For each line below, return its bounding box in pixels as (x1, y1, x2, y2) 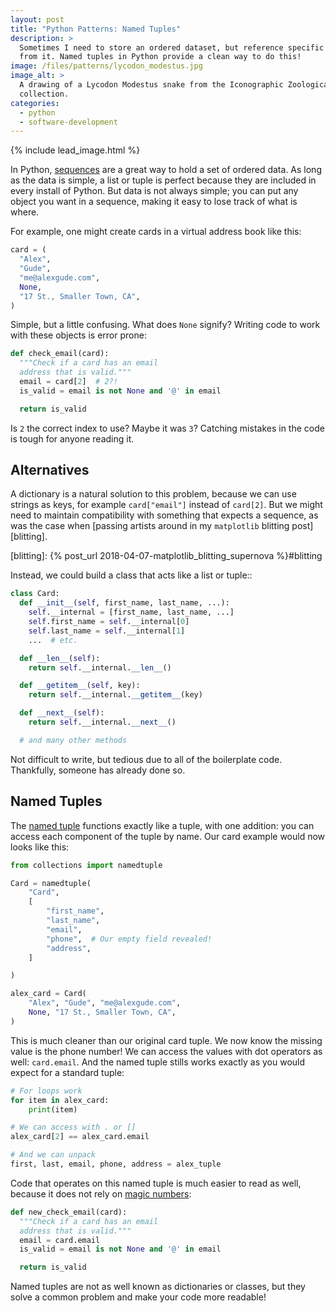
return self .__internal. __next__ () (28, 717, 177, 728)
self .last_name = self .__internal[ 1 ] (28, 626, 186, 636)
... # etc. (28, 635, 78, 645)
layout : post (10, 14, 65, 25)
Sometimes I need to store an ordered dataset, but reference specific (19, 42, 325, 53)
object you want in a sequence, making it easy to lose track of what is (10, 196, 298, 208)
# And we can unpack (10, 1150, 97, 1160)
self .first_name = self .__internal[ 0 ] (28, 617, 190, 627)
